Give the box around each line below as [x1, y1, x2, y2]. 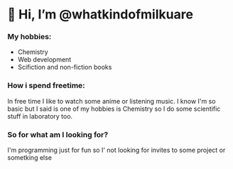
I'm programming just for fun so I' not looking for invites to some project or [7, 146, 226, 155]
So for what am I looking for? [7, 129, 109, 139]
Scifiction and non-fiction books [17, 63, 112, 72]
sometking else [7, 153, 52, 162]
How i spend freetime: [7, 81, 85, 91]
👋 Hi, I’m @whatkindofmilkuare [7, 6, 194, 23]
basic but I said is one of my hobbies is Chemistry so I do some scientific [7, 104, 221, 113]
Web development [17, 55, 72, 64]
